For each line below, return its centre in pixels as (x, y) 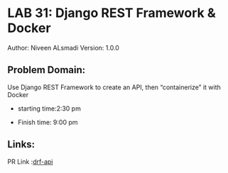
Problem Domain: (47, 70)
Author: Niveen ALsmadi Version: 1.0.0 (63, 48)
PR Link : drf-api (30, 162)
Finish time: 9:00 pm (48, 122)
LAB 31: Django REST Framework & (112, 13)
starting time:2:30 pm (49, 108)
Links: (21, 144)
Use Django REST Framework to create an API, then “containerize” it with (114, 87)
